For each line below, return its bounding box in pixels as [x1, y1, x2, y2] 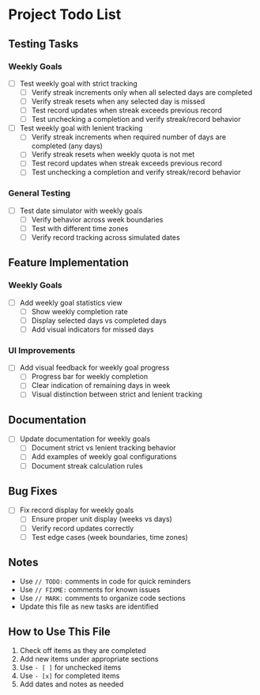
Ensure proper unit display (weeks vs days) [31, 515, 172, 524]
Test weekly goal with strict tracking [19, 78, 138, 88]
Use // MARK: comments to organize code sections [19, 594, 186, 603]
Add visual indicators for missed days [31, 325, 154, 334]
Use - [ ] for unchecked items [19, 663, 122, 672]
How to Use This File [8, 625, 111, 638]
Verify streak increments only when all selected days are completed [31, 87, 253, 97]
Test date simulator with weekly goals [19, 206, 143, 215]
